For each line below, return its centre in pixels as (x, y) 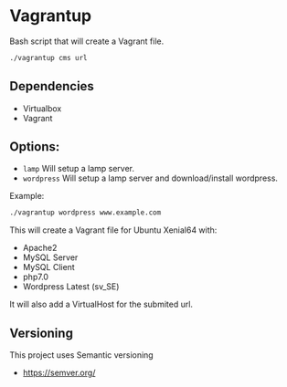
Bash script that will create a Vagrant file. (87, 41)
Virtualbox (42, 108)
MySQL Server (50, 257)
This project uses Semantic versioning (81, 355)
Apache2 (40, 248)
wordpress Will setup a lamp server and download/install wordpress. (150, 178)
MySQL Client (48, 267)
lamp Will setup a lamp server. (79, 169)
